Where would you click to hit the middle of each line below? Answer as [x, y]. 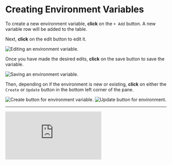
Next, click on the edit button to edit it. [46, 39]
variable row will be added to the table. [46, 29]
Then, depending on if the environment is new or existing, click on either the [86, 84]
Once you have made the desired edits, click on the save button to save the [85, 59]
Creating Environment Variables [75, 9]
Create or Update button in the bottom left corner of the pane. [70, 89]
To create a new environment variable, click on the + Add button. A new [81, 24]
